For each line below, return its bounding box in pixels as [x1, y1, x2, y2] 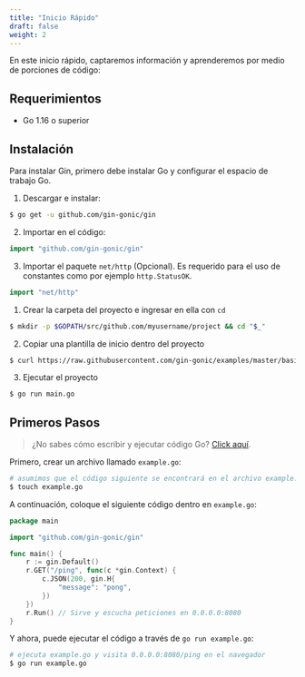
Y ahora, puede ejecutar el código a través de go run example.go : [9, 633, 254, 644]
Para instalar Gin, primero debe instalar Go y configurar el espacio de [9, 165, 269, 176]
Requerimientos [9, 91, 102, 106]
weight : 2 [9, 30, 47, 39]
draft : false [9, 22, 59, 31]
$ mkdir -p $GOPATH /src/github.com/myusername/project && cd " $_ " [9, 321, 266, 331]
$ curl [9, 356, 34, 365]
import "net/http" [9, 288, 79, 297]
